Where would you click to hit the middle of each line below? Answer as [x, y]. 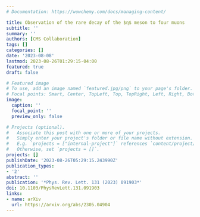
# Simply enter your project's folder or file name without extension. [100, 138]
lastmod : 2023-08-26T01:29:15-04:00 [51, 61]
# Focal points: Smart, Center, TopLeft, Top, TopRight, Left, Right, [96, 94]
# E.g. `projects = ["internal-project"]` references [77, 144]
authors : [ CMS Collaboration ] [44, 39]
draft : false [22, 72]
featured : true [25, 67]
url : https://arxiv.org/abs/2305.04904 [61, 204]
